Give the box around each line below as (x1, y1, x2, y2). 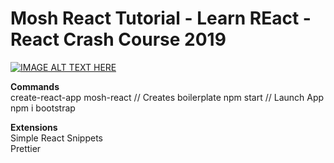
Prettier (10, 142, 42, 154)
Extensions (10, 121, 58, 133)
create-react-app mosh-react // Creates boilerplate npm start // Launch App (10, 91, 325, 103)
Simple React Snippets (10, 132, 103, 144)
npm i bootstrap (10, 102, 76, 114)
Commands (10, 80, 60, 92)
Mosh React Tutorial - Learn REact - (10, 7, 312, 30)
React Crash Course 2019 (10, 28, 227, 51)
